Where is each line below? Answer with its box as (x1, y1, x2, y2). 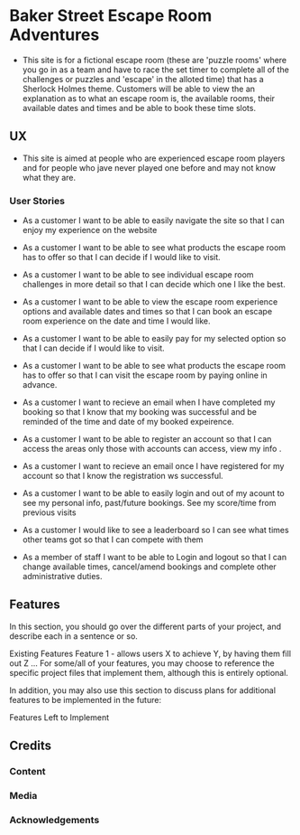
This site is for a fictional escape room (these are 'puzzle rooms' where (22, 54, 287, 65)
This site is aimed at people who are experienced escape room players (22, 153, 286, 164)
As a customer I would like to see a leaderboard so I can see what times (22, 525, 290, 536)
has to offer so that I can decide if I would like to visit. (22, 252, 221, 263)
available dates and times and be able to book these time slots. (22, 102, 257, 113)
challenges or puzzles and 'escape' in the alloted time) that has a (22, 73, 264, 84)
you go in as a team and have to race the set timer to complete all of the (22, 64, 290, 75)
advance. (22, 380, 58, 390)
